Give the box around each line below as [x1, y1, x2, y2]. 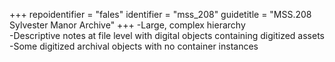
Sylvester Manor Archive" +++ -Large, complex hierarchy [9, 19, 246, 31]
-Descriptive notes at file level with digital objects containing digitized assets [9, 30, 326, 41]
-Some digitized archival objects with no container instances [9, 40, 259, 52]
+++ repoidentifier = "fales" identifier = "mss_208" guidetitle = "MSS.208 [9, 9, 312, 20]
